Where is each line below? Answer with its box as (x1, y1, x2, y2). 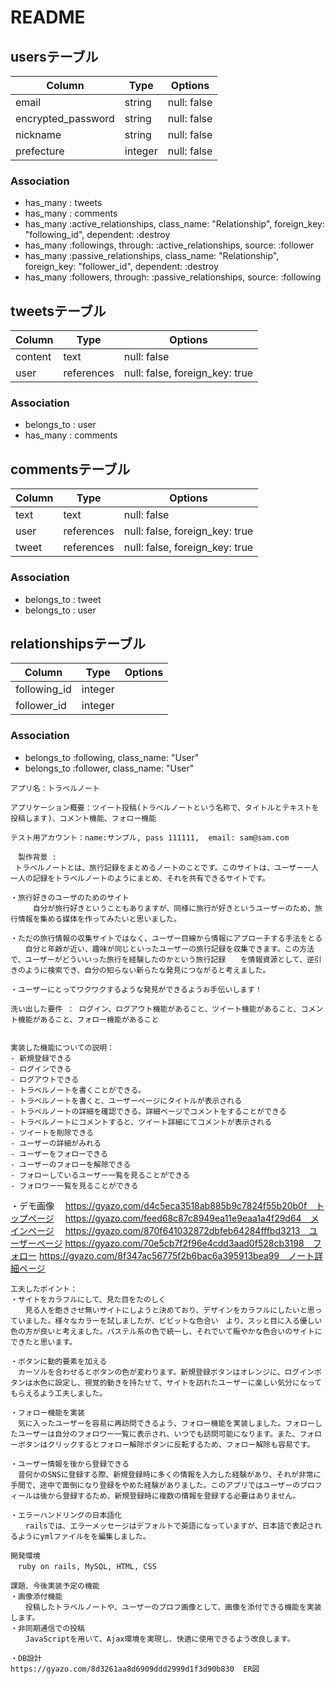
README (10, 6, 86, 29)
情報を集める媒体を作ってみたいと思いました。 (17, 914, 182, 924)
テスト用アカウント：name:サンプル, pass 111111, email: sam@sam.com (10, 832, 290, 843)
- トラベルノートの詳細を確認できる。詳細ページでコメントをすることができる (10, 1106, 287, 1116)
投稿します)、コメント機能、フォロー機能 (10, 813, 157, 823)
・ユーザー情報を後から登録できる (10, 1459, 130, 1469)
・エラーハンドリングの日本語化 (10, 1510, 123, 1520)
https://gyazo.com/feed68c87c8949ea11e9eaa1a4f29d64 (64, 1212, 302, 1224)
